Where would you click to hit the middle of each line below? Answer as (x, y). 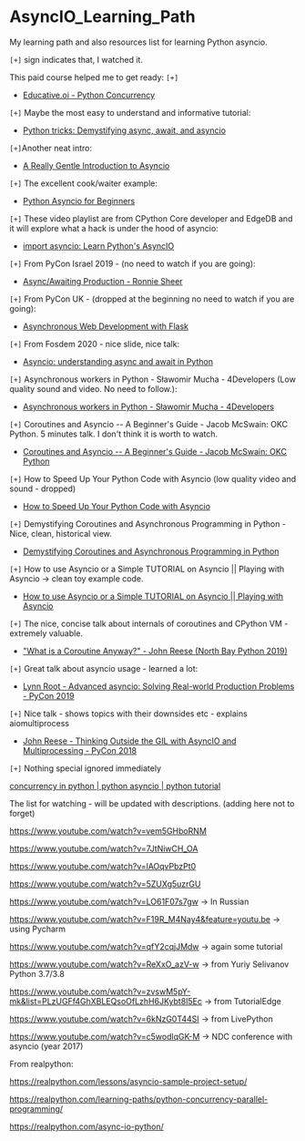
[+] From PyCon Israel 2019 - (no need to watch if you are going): (133, 263)
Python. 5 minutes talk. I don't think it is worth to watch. (114, 434)
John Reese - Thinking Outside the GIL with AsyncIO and (129, 741)
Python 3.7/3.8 (37, 973)
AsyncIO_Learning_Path (102, 17)
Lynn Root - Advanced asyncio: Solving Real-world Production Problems (158, 686)
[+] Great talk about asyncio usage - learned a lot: (104, 668)
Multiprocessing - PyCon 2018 (80, 750)
